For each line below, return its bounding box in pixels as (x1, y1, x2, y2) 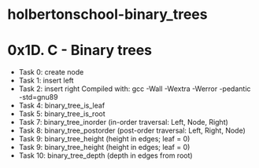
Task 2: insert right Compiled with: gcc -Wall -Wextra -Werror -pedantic (18, 84, 251, 93)
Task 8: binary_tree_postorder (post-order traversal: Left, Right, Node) (18, 126, 246, 135)
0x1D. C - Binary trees (7, 42, 153, 60)
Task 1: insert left (18, 76, 74, 86)
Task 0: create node (18, 68, 84, 77)
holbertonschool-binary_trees (7, 5, 208, 24)
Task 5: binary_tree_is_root (18, 109, 105, 119)
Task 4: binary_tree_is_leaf (18, 100, 105, 111)
